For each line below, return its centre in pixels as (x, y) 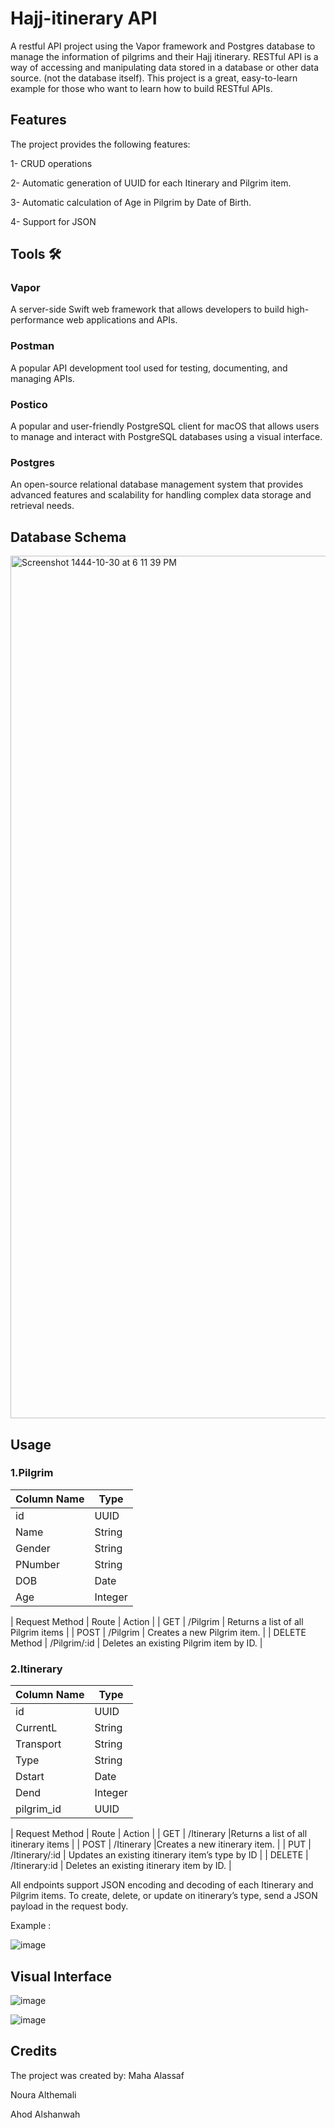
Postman (32, 346)
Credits (34, 2051)
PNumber (37, 1564)
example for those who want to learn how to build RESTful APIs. (141, 88)
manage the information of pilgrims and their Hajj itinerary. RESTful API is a (164, 56)
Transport (38, 1744)
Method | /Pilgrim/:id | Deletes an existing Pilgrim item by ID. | (136, 1643)
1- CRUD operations (51, 163)
